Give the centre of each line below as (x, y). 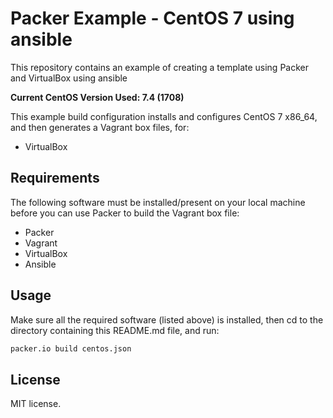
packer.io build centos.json (71, 348)
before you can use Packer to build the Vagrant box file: (125, 213)
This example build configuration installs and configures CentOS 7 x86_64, (164, 116)
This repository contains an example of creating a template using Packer (159, 67)
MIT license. (36, 404)
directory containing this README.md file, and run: (115, 330)
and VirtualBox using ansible (69, 78)
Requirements (55, 178)
